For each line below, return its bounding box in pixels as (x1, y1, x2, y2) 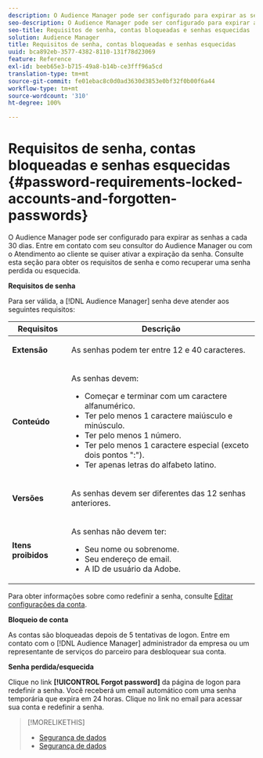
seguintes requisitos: (8, 305, 76, 314)
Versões (12, 493, 45, 504)
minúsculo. (85, 420, 125, 431)
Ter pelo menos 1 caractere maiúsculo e (85, 410, 233, 421)
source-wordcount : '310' (8, 92, 89, 100)
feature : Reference (8, 56, 72, 64)
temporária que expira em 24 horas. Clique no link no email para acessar (8, 694, 243, 704)
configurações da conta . (8, 600, 88, 610)
